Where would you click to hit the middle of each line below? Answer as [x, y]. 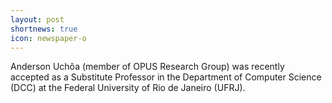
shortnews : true [44, 29]
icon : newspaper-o [48, 38]
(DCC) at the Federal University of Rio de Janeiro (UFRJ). [128, 88]
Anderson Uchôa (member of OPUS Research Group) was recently [147, 67]
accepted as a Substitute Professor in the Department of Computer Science [166, 77]
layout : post [37, 19]
